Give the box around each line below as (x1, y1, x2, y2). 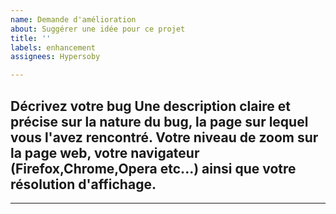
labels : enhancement (10, 42, 97, 53)
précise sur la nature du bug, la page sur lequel (10, 113, 309, 130)
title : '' (10, 33, 52, 43)
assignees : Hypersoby (10, 52, 101, 62)
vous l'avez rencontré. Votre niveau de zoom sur (10, 129, 319, 146)
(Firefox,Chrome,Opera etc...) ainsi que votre (10, 160, 297, 177)
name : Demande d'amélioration (10, 14, 137, 25)
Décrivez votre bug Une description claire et (10, 97, 291, 115)
